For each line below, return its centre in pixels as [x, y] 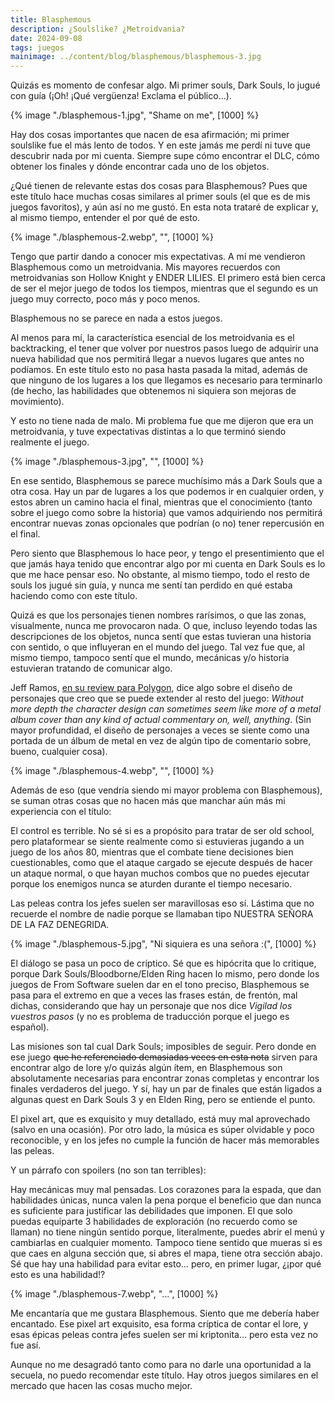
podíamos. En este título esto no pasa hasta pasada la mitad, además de [159, 370]
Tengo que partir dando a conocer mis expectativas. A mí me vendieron [158, 257]
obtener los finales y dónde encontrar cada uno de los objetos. [140, 167]
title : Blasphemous [51, 19]
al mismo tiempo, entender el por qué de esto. [105, 218]
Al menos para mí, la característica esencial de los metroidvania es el [152, 338]
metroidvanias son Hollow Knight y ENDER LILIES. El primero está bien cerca [168, 278]
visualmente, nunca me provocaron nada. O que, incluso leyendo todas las [164, 626]
